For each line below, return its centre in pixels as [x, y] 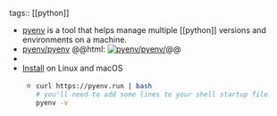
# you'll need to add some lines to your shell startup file [151, 94]
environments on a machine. [75, 40]
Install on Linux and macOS [72, 68]
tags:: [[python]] [39, 13]
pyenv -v [52, 103]
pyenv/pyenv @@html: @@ [101, 49]
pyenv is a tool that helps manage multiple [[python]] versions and [144, 30]
